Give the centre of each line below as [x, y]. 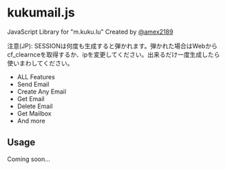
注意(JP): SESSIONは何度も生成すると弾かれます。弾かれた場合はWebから [112, 45]
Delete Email [35, 106]
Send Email [33, 84]
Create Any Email [42, 92]
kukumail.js [41, 13]
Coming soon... [29, 159]
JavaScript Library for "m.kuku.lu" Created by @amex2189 [90, 32]
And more [31, 120]
